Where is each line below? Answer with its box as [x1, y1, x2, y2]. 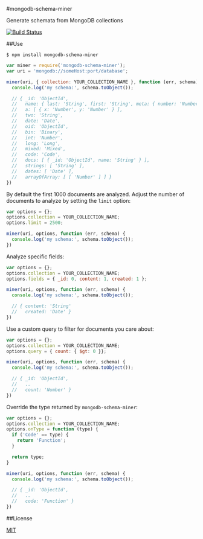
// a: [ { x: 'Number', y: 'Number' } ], [11, 107, 123, 113]
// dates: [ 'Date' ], [11, 168, 74, 174]
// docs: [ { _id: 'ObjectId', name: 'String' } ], [11, 157, 150, 164]
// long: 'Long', [11, 140, 61, 147]
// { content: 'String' [11, 303, 71, 310]
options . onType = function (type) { [6, 426, 98, 432]
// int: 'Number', [11, 135, 63, 141]
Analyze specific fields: [6, 253, 65, 260]
